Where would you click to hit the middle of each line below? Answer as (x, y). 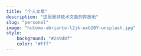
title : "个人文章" (27, 11)
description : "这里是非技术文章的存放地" (53, 17)
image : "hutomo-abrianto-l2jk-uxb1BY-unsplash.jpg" (71, 28)
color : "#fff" (34, 44)
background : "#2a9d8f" (45, 38)
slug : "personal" (27, 22)
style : (14, 33)
